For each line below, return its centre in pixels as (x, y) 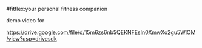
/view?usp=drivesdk (32, 39)
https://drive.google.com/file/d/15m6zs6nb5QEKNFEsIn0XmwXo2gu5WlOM (101, 32)
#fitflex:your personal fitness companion (57, 9)
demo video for (25, 20)
